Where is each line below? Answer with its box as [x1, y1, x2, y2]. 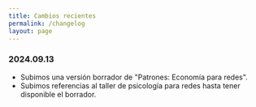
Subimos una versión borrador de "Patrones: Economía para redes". [20, 72, 248, 82]
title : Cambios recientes [8, 11, 96, 20]
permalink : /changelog [8, 19, 85, 28]
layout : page [8, 27, 53, 35]
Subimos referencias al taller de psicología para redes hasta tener [20, 80, 241, 90]
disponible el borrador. [20, 89, 97, 99]
